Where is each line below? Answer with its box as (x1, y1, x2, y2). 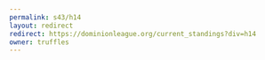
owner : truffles (9, 37, 69, 47)
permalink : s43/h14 (9, 12, 82, 22)
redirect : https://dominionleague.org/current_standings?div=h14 (9, 29, 256, 38)
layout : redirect (9, 21, 74, 30)
